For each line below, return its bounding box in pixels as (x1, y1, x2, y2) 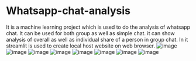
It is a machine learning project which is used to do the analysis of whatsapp (6, 23, 191, 30)
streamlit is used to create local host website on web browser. (6, 42, 155, 49)
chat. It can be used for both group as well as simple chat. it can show (6, 29, 175, 36)
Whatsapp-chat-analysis (6, 4, 130, 18)
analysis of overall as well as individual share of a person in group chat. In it (6, 36, 188, 43)
